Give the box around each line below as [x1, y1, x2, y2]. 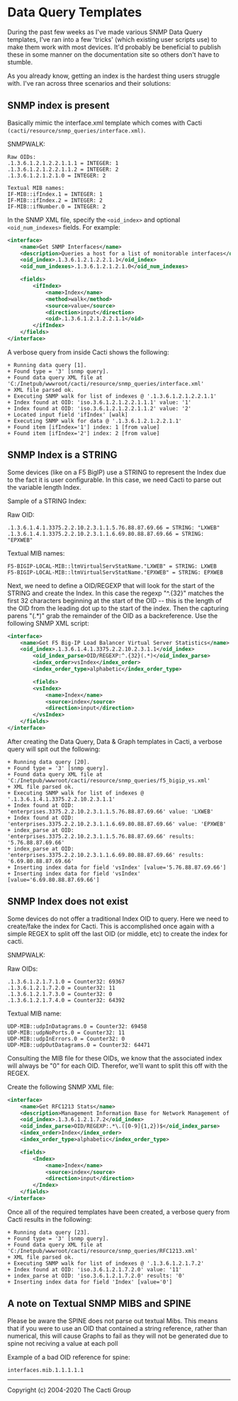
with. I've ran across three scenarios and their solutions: [7, 79, 171, 87]
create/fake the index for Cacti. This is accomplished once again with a [7, 922, 215, 930]
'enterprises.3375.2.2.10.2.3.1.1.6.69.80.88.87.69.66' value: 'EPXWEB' [7, 820, 227, 828]
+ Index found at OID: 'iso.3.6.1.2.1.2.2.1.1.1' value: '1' [7, 398, 192, 406]
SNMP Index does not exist [7, 896, 129, 908]
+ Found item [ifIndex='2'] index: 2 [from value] [7, 429, 160, 437]
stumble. [7, 57, 33, 66]
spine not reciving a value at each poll [7, 1339, 118, 1347]
